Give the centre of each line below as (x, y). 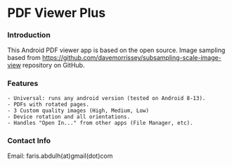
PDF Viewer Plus (57, 13)
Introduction (29, 35)
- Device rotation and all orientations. (69, 117)
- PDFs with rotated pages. (49, 104)
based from (24, 58)
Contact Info (29, 140)
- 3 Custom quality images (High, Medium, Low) (78, 111)
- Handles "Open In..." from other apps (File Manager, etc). (100, 123)
